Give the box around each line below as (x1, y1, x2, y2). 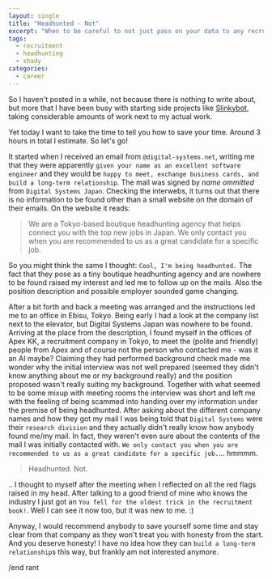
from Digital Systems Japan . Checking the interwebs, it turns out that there (8, 185, 261, 195)
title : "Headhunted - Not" (8, 19, 100, 28)
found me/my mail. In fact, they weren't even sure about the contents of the (8, 431, 261, 441)
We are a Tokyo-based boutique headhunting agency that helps (28, 219, 241, 228)
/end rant (8, 562, 39, 572)
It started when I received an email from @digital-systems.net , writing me (8, 151, 255, 161)
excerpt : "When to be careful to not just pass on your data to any (8, 27, 244, 35)
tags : (8, 34, 27, 43)
